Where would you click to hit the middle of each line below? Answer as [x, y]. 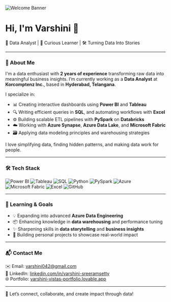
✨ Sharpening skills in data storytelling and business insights [78, 229]
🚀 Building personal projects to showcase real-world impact [75, 234]
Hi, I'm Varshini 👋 [42, 28]
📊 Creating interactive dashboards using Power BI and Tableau [79, 105]
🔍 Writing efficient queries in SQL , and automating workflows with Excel [89, 112]
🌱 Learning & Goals [29, 204]
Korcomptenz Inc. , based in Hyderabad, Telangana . [61, 84]
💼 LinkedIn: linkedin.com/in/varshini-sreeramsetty [58, 274]
